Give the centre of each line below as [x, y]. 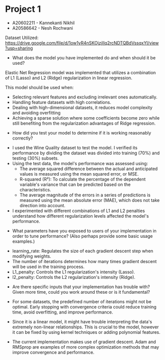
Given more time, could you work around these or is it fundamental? [81, 292]
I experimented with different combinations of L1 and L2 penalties [79, 211]
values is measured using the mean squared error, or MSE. [79, 174]
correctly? [22, 138]
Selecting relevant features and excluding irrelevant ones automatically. [85, 97]
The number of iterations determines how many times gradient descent [84, 261]
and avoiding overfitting [36, 113]
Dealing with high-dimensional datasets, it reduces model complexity [82, 107]
